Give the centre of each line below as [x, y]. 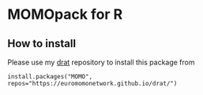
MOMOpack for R [65, 15]
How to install [42, 44]
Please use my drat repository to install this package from [101, 62]
